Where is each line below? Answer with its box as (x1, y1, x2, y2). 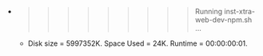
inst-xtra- (223, 7, 256, 16)
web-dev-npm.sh (194, 15, 253, 24)
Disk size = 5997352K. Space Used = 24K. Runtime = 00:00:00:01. (27, 39, 248, 48)
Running (194, 7, 223, 16)
